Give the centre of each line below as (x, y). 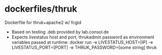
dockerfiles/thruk (41, 9)
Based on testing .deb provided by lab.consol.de (60, 32)
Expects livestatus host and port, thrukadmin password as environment (83, 37)
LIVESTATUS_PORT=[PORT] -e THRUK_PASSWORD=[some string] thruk (84, 47)
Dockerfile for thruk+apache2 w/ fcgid (43, 22)
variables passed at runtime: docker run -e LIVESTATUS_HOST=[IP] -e (82, 42)
